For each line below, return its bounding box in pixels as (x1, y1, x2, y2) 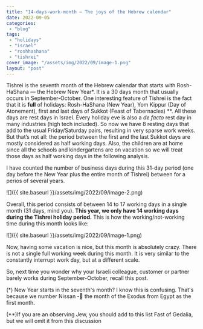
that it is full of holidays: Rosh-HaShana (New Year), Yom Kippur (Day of (6, 101, 186, 108)
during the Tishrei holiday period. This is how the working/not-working (6, 213, 185, 221)
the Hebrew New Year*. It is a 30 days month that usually (37, 88, 179, 96)
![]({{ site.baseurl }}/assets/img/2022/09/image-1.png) (6, 231, 142, 239)
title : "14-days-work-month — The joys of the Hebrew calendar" (6, 8, 172, 15)
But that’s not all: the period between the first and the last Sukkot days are (6, 133, 190, 141)
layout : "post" (6, 65, 45, 71)
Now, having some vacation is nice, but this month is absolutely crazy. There (6, 244, 197, 251)
